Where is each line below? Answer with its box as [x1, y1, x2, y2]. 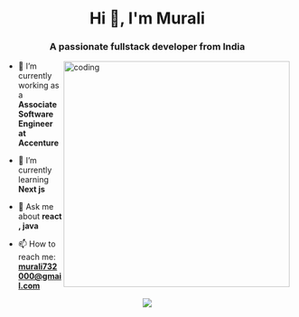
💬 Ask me [17, 201, 54, 212]
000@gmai [17, 271, 61, 282]
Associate [17, 99, 57, 110]
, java [17, 220, 39, 231]
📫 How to [17, 238, 56, 249]
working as [17, 80, 61, 91]
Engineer [17, 118, 53, 129]
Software [17, 108, 54, 120]
